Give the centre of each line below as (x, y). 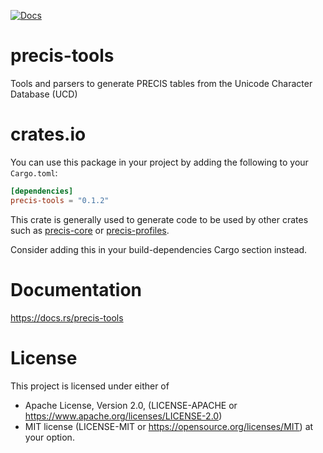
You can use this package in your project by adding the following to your (159, 162)
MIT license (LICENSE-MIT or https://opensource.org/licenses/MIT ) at (169, 426)
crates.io (48, 134)
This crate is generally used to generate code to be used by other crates (159, 219)
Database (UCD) (44, 94)
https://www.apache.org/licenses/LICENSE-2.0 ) (123, 416)
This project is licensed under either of (90, 386)
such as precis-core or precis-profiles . (90, 230)
